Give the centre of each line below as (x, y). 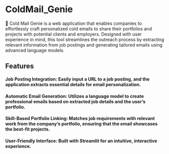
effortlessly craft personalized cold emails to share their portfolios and (79, 28)
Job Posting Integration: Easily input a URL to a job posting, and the (77, 79)
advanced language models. (35, 50)
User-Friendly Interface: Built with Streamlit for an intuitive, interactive (81, 141)
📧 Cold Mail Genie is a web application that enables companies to (74, 23)
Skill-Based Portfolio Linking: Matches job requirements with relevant (80, 119)
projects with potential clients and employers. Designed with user (74, 34)
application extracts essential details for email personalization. (73, 84)
